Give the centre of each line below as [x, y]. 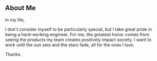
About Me [20, 8]
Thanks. [13, 54]
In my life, [15, 20]
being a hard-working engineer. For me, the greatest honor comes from [77, 34]
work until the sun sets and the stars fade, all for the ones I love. [70, 45]
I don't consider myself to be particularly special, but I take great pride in [78, 29]
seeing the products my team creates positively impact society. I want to [78, 40]
